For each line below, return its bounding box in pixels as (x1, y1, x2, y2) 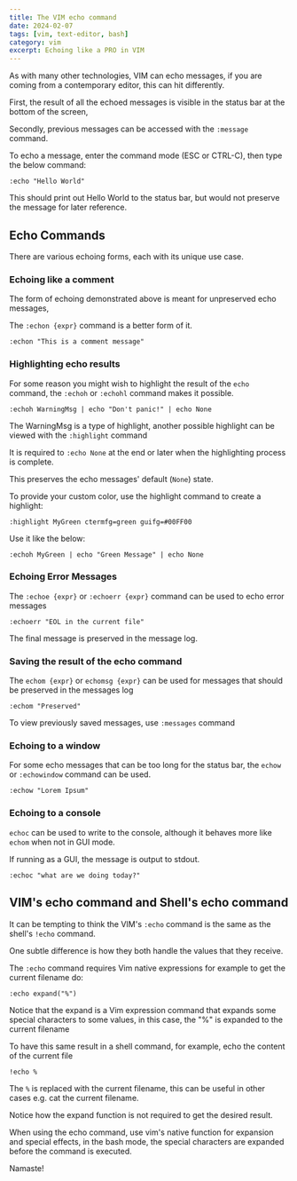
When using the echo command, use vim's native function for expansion (9, 1127, 274, 1137)
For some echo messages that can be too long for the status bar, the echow (9, 760, 282, 771)
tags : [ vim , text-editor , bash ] (9, 29, 129, 38)
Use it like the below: (9, 533, 86, 543)
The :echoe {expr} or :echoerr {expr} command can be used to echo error (9, 590, 285, 601)
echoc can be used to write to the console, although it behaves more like (9, 827, 272, 837)
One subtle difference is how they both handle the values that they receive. (9, 945, 284, 955)
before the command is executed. (9, 1145, 133, 1156)
